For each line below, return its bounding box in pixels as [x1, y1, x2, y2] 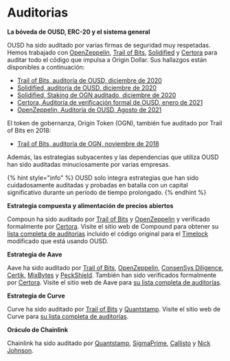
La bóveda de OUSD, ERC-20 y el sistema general [7, 28, 150, 36]
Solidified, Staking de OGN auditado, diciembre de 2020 [16, 91, 176, 99]
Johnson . [7, 346, 34, 354]
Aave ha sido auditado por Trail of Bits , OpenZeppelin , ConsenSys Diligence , [7, 263, 224, 271]
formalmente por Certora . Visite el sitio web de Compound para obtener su [7, 222, 219, 230]
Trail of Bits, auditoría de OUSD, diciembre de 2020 [16, 76, 163, 84]
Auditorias [7, 5, 69, 21]
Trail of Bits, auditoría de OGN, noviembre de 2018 [16, 139, 159, 147]
